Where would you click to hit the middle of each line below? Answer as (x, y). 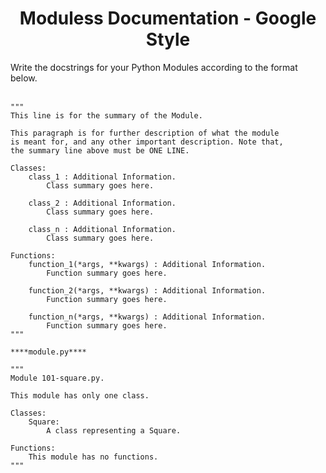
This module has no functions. (93, 457)
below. (24, 78)
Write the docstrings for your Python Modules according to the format (154, 67)
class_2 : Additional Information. (102, 203)
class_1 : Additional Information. (102, 177)
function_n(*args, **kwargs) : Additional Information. (147, 317)
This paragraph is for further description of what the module (145, 133)
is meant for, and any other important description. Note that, (147, 142)
